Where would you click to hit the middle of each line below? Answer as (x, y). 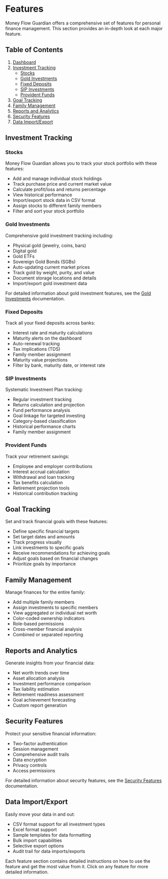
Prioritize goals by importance (44, 564)
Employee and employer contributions (52, 466)
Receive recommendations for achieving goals (61, 553)
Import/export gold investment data (50, 283)
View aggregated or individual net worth (55, 613)
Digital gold (25, 251)
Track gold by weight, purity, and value (53, 272)
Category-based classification (44, 421)
